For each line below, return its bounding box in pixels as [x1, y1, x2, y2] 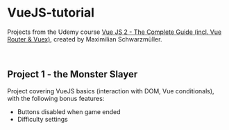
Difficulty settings [17, 115, 68, 123]
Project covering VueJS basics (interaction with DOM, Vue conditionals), [7, 86, 214, 95]
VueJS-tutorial [7, 5, 95, 21]
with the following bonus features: [7, 94, 105, 102]
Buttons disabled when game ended [17, 107, 121, 115]
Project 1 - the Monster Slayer [7, 68, 138, 80]
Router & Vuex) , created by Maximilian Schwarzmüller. [7, 35, 162, 43]
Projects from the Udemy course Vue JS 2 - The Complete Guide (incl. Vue [7, 28, 222, 36]
